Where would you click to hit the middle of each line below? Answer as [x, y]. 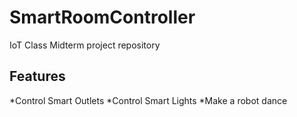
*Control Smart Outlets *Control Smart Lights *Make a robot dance [148, 100]
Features [37, 76]
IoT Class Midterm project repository [85, 45]
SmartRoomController [102, 17]
